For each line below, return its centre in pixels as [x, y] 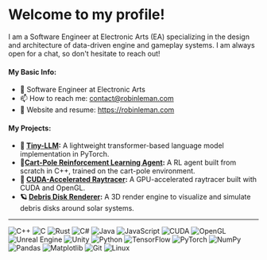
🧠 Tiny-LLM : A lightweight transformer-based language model [122, 146]
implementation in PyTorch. [64, 154]
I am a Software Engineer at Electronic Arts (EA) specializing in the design [129, 37]
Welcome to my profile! [87, 15]
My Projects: [30, 128]
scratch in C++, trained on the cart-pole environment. [108, 171]
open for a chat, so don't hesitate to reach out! [84, 53]
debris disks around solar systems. [77, 208]
